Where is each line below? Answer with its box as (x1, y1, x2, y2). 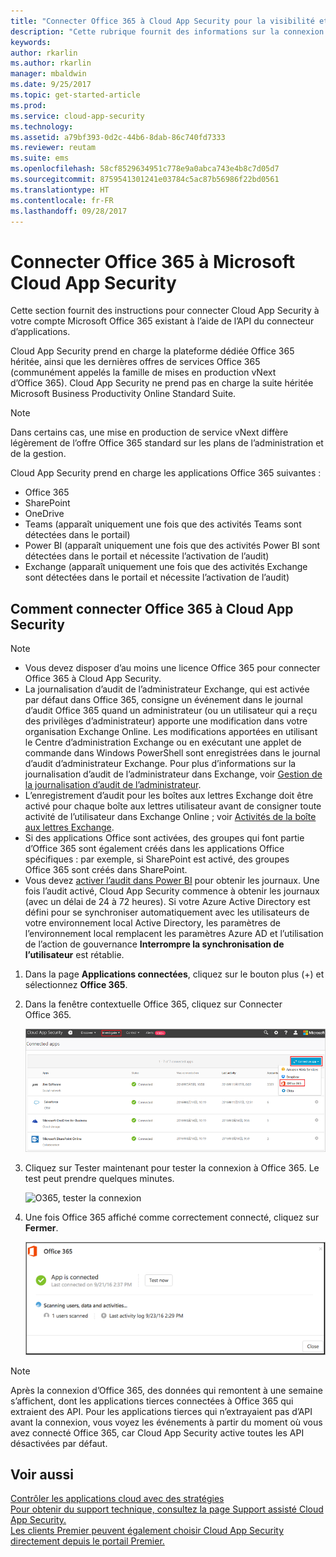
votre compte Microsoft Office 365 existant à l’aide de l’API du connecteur (10, 315, 315, 327)
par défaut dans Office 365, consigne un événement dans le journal (24, 694, 303, 706)
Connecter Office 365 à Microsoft (10, 250, 296, 273)
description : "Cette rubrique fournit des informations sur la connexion (10, 26, 325, 37)
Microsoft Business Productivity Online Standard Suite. (10, 388, 237, 400)
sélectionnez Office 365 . (24, 979, 128, 991)
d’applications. (10, 326, 71, 338)
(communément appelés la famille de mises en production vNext (10, 366, 277, 379)
